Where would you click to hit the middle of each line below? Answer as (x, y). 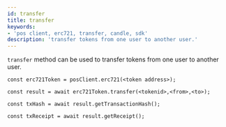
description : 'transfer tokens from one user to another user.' (103, 40)
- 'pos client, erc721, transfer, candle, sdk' (78, 33)
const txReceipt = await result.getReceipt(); (76, 117)
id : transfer (26, 14)
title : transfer (31, 20)
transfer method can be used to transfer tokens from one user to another (113, 59)
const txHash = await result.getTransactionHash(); (84, 104)
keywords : (22, 27)
